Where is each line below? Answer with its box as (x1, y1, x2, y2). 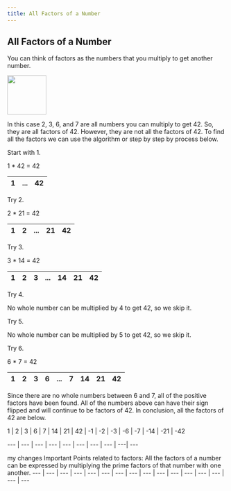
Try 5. (7, 317, 24, 326)
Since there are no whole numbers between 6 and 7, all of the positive (7, 392, 207, 400)
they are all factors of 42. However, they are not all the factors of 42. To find (7, 128, 225, 136)
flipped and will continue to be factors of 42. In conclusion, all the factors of (7, 406, 224, 415)
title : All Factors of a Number (7, 10, 101, 17)
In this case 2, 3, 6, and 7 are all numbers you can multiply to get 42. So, (7, 120, 214, 128)
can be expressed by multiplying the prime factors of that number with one (7, 461, 221, 469)
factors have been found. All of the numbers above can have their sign (7, 399, 209, 407)
